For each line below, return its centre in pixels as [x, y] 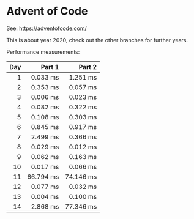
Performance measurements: [43, 52]
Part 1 [50, 67]
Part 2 [88, 67]
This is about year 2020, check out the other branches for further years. [97, 40]
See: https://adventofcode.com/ [47, 28]
